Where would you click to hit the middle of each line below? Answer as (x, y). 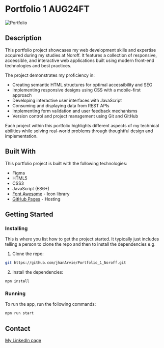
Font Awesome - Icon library (41, 194)
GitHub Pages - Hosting (36, 199)
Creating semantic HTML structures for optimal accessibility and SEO (82, 85)
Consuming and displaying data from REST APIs (61, 105)
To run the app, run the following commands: (51, 304)
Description (23, 38)
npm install (17, 281)
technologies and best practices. (38, 65)
